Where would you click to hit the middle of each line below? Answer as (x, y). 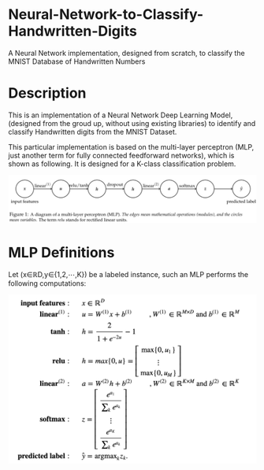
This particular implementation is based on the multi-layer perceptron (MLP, (131, 146)
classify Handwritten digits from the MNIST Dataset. (93, 131)
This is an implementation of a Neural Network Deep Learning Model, (121, 115)
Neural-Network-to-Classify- (106, 15)
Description (47, 93)
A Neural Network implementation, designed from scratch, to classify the (127, 53)
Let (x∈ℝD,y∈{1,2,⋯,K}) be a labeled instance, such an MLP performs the (128, 275)
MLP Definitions (61, 252)
